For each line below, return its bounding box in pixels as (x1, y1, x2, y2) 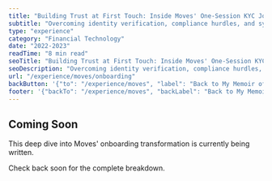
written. (8, 148, 34, 157)
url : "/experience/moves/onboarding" (8, 72, 136, 80)
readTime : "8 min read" (8, 50, 89, 58)
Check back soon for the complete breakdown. (8, 163, 166, 173)
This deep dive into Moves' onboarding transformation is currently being (8, 139, 250, 149)
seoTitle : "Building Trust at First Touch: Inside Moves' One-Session (8, 58, 252, 66)
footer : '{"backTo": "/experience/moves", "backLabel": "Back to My (8, 87, 244, 96)
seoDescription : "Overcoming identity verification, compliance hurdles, (8, 65, 263, 73)
